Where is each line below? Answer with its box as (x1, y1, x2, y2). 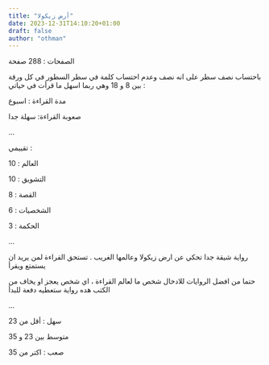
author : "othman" (8, 34, 67, 43)
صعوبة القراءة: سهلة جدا (8, 112, 82, 122)
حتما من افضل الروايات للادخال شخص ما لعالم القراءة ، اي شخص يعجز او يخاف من (8, 276, 256, 286)
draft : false (8, 27, 52, 35)
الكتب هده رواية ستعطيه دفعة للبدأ (8, 285, 110, 295)
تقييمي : (8, 143, 33, 153)
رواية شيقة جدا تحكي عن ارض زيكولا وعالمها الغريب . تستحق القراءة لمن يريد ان (8, 252, 248, 262)
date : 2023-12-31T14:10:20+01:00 (8, 19, 121, 27)
